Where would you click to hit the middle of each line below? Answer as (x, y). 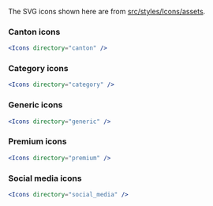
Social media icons (45, 178)
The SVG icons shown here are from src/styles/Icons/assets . (107, 11)
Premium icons (37, 141)
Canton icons (34, 32)
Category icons (38, 69)
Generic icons (35, 105)
